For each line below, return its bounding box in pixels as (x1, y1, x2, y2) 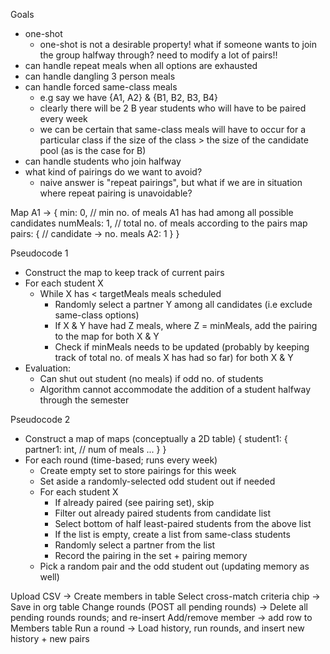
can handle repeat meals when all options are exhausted (24, 60, 258, 71)
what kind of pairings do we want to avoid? (24, 166, 203, 178)
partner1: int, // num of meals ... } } (24, 444, 167, 455)
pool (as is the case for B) (39, 145, 147, 156)
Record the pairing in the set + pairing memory (54, 550, 248, 561)
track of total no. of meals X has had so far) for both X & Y (54, 352, 294, 363)
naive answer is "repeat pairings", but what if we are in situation (39, 177, 303, 188)
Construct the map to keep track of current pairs (24, 267, 225, 278)
